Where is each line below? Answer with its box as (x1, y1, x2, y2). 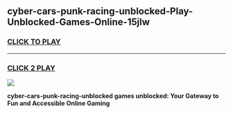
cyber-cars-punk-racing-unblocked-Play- (7, 6, 193, 17)
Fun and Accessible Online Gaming (7, 99, 110, 107)
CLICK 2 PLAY (7, 63, 55, 73)
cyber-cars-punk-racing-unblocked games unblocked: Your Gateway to (7, 91, 219, 99)
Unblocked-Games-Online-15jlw (7, 17, 150, 28)
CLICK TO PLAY (7, 37, 61, 47)
